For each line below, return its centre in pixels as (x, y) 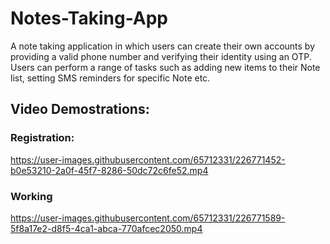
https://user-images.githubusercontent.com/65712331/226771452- (148, 159)
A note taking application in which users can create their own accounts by (163, 46)
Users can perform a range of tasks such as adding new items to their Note (165, 67)
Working (31, 196)
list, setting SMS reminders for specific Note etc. (110, 78)
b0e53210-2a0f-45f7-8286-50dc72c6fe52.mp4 (109, 170)
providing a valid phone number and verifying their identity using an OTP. (161, 56)
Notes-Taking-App (89, 18)
